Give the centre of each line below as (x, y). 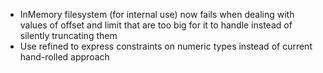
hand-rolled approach (64, 57)
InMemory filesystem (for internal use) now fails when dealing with (157, 14)
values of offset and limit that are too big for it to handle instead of (156, 25)
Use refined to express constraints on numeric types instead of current (166, 46)
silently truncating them (68, 35)
